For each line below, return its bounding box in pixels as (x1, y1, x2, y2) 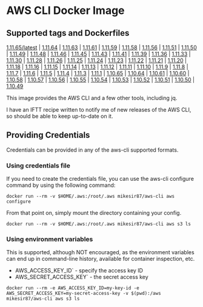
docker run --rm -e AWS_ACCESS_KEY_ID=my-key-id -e (6, 285, 139, 291)
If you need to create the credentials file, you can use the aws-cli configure (6, 175, 194, 183)
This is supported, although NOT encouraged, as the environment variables (6, 249, 195, 256)
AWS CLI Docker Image (6, 4, 125, 18)
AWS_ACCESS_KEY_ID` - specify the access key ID (15, 267, 144, 274)
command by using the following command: (6, 181, 116, 189)
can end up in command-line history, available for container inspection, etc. (6, 255, 195, 263)
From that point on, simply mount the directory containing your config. (6, 209, 182, 217)
